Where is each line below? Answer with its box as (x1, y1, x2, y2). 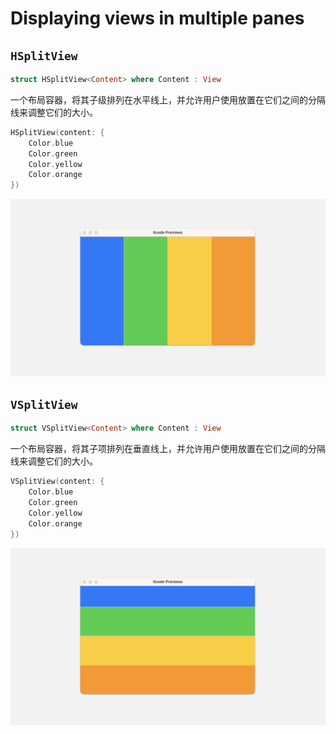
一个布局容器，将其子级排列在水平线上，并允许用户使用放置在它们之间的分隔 (10, 93, 326, 106)
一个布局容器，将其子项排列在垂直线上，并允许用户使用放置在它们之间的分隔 (10, 443, 326, 455)
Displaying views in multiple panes (10, 7, 305, 30)
